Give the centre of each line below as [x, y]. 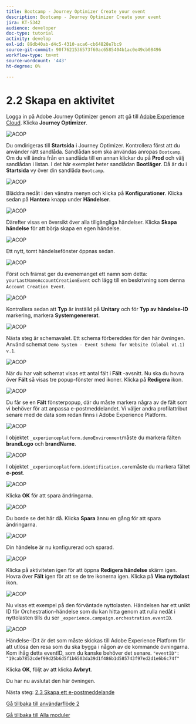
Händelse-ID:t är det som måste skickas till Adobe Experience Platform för [96, 641]
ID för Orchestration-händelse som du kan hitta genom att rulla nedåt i [91, 612]
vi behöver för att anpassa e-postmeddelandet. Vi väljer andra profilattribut [97, 409]
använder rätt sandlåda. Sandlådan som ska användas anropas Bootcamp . [94, 152]
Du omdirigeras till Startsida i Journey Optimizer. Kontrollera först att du [93, 146]
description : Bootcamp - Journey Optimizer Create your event [84, 17]
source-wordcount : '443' [36, 60]
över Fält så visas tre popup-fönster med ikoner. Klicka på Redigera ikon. [94, 380]
